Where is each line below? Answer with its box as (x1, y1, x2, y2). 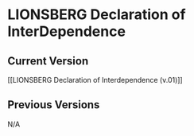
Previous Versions (7, 98, 100, 112)
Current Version (7, 54, 89, 68)
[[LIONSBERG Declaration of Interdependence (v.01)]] (7, 76, 184, 84)
